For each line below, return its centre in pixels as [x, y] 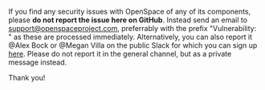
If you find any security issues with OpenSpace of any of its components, [130, 12]
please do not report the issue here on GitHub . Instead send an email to [128, 20]
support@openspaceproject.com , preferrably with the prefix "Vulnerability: [132, 28]
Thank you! [27, 78]
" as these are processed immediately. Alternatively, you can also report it [130, 37]
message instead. [38, 62]
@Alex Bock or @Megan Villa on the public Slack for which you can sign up [133, 45]
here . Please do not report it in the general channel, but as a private [120, 54]
